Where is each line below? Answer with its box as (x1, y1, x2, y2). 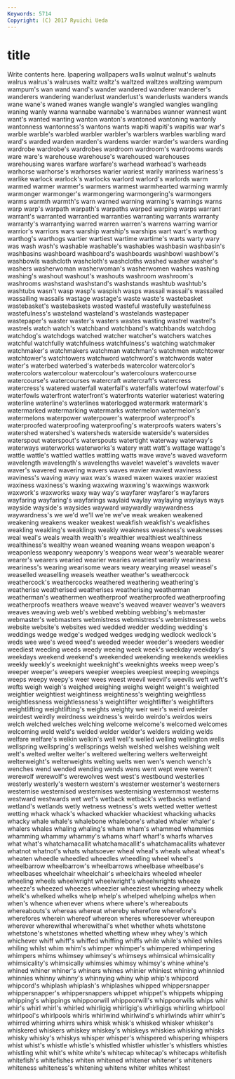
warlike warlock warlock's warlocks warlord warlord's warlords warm (7, 175, 208, 183)
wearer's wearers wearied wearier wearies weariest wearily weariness (7, 556, 211, 564)
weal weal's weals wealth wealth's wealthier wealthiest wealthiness (7, 534, 203, 542)
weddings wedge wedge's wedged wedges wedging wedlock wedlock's (7, 631, 217, 639)
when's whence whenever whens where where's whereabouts (7, 899, 189, 907)
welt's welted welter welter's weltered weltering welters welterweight (7, 750, 208, 758)
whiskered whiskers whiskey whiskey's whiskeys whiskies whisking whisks (7, 1026, 225, 1035)
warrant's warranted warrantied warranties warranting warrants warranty (7, 212, 220, 221)
